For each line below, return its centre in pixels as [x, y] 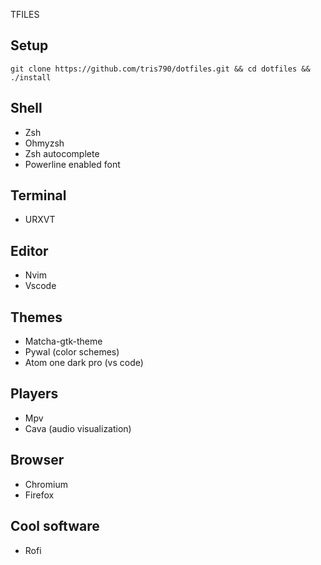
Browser [37, 460]
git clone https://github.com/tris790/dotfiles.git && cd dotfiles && [160, 69]
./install [31, 77]
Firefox [39, 495]
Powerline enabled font [72, 164]
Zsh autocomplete [62, 153]
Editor [29, 250]
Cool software [55, 526]
